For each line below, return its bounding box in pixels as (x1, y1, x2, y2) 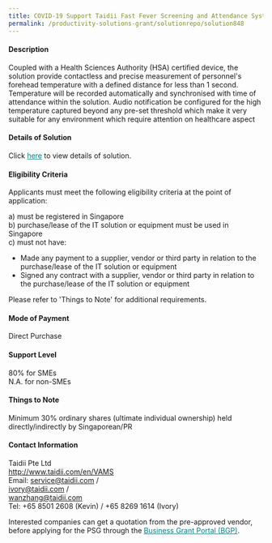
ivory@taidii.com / (8, 484, 70, 494)
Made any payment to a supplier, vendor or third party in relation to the (19, 253, 257, 263)
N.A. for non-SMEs (8, 376, 71, 386)
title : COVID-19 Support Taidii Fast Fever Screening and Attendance (8, 11, 249, 20)
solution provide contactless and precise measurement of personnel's (8, 71, 242, 81)
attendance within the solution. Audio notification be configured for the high (8, 96, 261, 106)
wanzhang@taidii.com (8, 492, 83, 502)
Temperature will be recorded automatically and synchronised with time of (8, 88, 257, 98)
